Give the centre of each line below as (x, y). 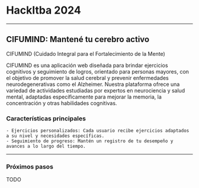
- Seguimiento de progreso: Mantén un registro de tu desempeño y (90, 141)
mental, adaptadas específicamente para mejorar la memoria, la (84, 97)
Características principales (46, 118)
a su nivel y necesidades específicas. (55, 136)
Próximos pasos (30, 167)
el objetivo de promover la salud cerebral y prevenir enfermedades (87, 78)
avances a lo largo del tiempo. (46, 146)
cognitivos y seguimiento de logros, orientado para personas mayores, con (98, 71)
